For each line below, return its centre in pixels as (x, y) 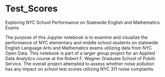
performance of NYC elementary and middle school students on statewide (82, 42)
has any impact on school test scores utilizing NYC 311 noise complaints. (80, 69)
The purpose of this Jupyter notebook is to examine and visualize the (76, 37)
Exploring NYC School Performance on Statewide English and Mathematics (82, 22)
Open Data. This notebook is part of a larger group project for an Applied (80, 53)
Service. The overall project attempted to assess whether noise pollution (80, 64)
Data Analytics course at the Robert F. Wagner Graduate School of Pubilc (80, 58)
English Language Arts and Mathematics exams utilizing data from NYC (79, 48)
